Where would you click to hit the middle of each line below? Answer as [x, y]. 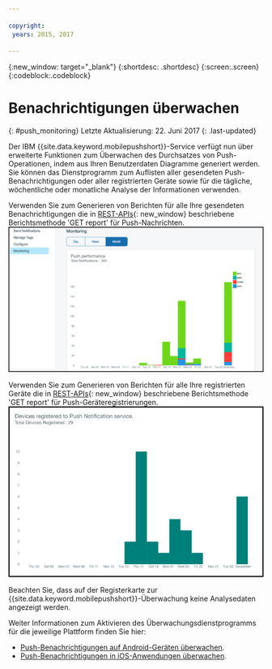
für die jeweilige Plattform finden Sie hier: [77, 631]
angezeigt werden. [40, 607]
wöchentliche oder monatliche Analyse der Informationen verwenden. [125, 190]
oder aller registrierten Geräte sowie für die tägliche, [165, 181]
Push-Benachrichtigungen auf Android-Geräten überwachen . [122, 647]
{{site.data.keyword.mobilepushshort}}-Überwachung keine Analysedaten [132, 598]
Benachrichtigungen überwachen [124, 108]
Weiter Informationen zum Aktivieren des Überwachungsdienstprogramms [132, 623]
